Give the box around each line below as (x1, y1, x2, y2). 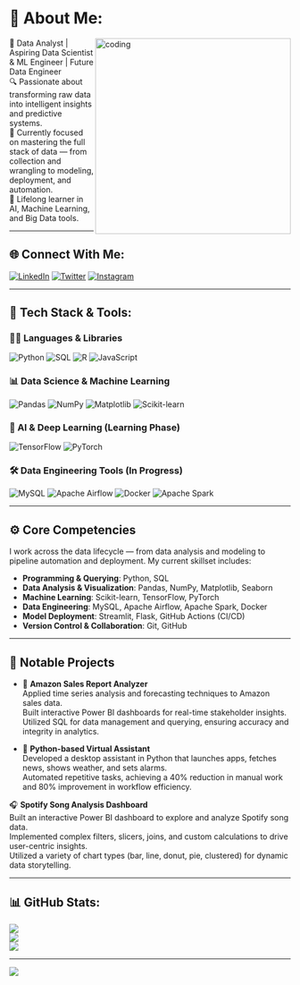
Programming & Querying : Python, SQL (21, 573, 170, 584)
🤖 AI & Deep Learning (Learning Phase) (9, 420, 180, 433)
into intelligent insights (9, 98, 92, 109)
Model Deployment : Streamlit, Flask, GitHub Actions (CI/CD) (21, 611, 246, 622)
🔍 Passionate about (9, 76, 83, 87)
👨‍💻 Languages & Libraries (9, 332, 123, 344)
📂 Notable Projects (9, 655, 115, 670)
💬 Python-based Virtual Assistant (21, 743, 150, 754)
